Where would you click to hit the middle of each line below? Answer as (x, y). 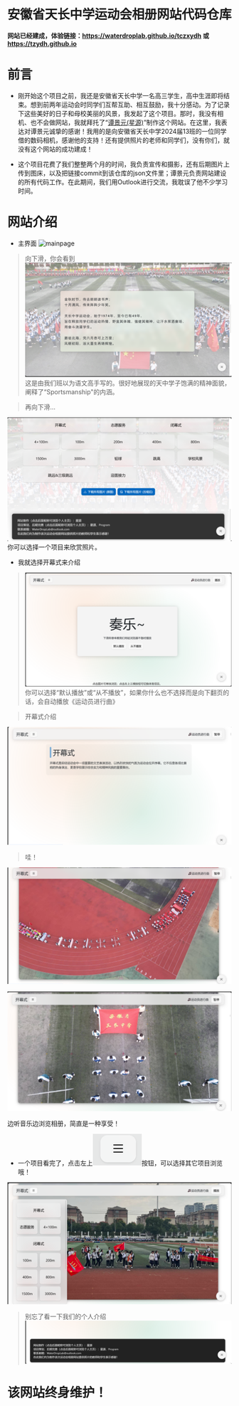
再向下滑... (40, 407)
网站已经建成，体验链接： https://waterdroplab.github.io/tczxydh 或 (108, 36)
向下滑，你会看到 (50, 258)
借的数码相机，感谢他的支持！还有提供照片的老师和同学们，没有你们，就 (123, 140)
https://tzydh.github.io (42, 43)
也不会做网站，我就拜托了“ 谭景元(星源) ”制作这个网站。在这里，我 (126, 122)
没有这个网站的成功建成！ (55, 149)
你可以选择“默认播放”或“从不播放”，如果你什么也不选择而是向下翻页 (124, 693)
